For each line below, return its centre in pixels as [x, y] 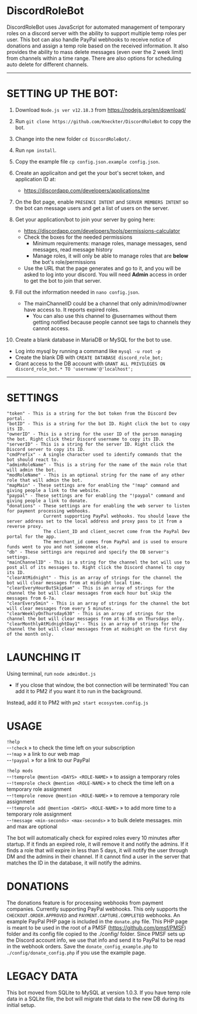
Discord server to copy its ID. [46, 449]
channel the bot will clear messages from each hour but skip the [89, 593]
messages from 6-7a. [32, 598]
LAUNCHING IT [44, 657]
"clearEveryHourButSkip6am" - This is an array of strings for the [91, 588]
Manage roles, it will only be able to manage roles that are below [110, 256]
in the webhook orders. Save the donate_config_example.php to [82, 946]
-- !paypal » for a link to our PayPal [48, 760]
